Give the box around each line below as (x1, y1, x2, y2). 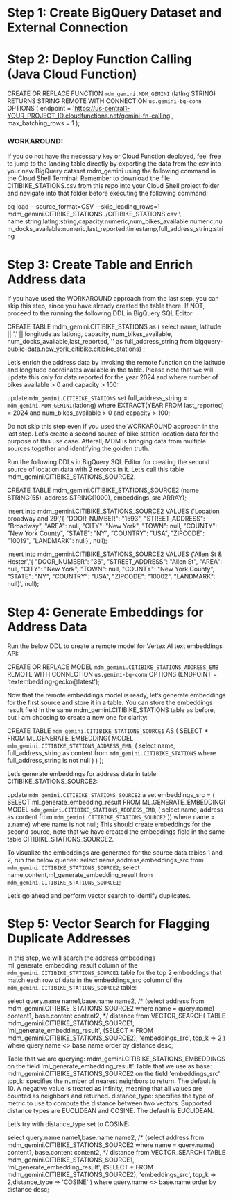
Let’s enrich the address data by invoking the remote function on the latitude (7, 358, 225, 367)
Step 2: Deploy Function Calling (7, 52, 192, 68)
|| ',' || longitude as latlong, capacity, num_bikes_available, (7, 330, 173, 338)
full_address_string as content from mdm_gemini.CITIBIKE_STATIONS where (7, 749, 216, 757)
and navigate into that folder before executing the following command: (7, 189, 208, 198)
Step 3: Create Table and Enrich (7, 256, 193, 272)
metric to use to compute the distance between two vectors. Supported (7, 1099, 212, 1107)
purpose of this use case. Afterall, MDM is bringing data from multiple (7, 437, 207, 445)
